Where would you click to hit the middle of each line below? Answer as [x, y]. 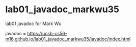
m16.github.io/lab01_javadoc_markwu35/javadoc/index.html [68, 39]
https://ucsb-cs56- [47, 33]
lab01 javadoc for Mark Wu [33, 24]
